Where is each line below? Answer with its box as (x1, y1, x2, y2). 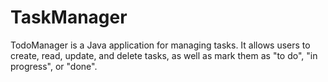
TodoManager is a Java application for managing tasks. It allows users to (10, 39, 311, 51)
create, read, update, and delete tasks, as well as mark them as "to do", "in (10, 49, 318, 61)
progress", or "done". (10, 60, 98, 72)
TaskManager (10, 6, 128, 29)
